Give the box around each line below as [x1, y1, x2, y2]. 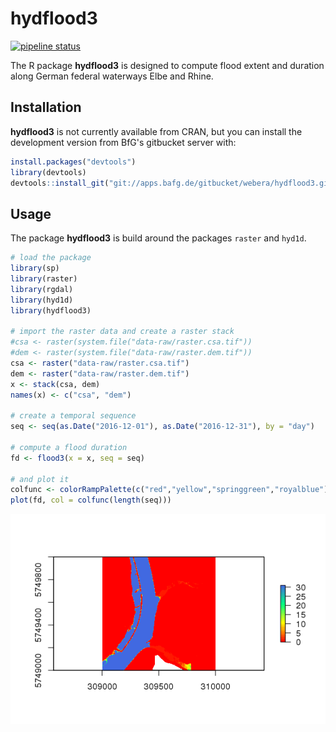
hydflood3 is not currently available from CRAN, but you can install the [10, 125, 303, 137]
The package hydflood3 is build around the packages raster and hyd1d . [10, 232, 307, 244]
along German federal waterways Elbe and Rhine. [10, 70, 214, 82]
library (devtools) [10, 167, 87, 177]
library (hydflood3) [10, 305, 92, 316]
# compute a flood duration [10, 442, 128, 452]
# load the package [10, 253, 92, 263]
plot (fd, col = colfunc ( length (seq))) [10, 495, 172, 506]
